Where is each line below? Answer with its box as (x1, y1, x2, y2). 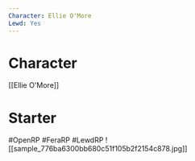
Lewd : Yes (8, 19, 42, 27)
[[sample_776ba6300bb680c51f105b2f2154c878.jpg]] (8, 144, 188, 154)
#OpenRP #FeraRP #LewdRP (8, 135, 104, 145)
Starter (8, 109, 56, 127)
